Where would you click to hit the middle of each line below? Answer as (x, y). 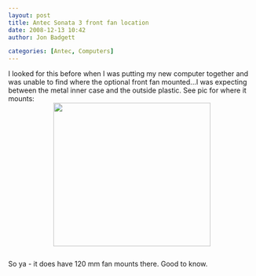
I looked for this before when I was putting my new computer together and (128, 74)
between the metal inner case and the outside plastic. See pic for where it (128, 90)
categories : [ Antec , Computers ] (61, 52)
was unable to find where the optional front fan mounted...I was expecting (128, 82)
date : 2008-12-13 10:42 (47, 30)
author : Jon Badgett (42, 37)
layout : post (29, 15)
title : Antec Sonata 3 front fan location (79, 23)
